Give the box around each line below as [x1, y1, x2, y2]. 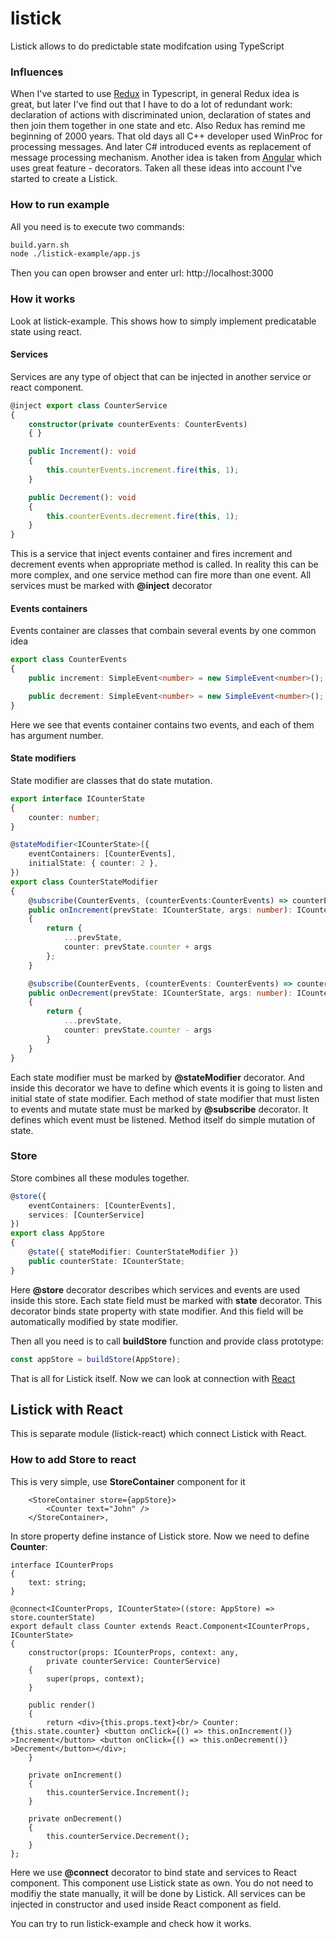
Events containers [10, 602, 88, 614]
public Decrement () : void [28, 492, 137, 502]
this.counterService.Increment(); [46, 1787, 190, 1797]
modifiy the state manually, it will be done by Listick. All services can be [10, 1887, 307, 1899]
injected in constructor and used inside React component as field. [10, 1898, 282, 1910]
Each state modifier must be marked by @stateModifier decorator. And [10, 1071, 305, 1083]
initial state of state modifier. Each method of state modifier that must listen [10, 1092, 320, 1104]
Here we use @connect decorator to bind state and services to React [10, 1866, 297, 1878]
